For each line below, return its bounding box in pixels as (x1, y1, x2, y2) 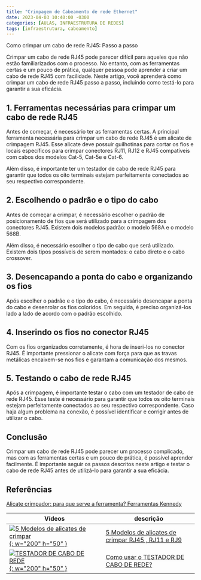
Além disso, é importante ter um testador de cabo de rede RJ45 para (6, 165, 176, 173)
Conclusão (6, 432, 48, 442)
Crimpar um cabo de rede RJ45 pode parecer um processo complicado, (6, 448, 184, 455)
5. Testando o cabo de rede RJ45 (6, 373, 132, 383)
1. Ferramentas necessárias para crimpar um (6, 102, 176, 113)
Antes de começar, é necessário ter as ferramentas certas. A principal (6, 128, 179, 135)
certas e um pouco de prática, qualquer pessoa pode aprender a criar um (6, 67, 187, 74)
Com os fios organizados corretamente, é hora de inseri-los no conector (6, 343, 185, 351)
